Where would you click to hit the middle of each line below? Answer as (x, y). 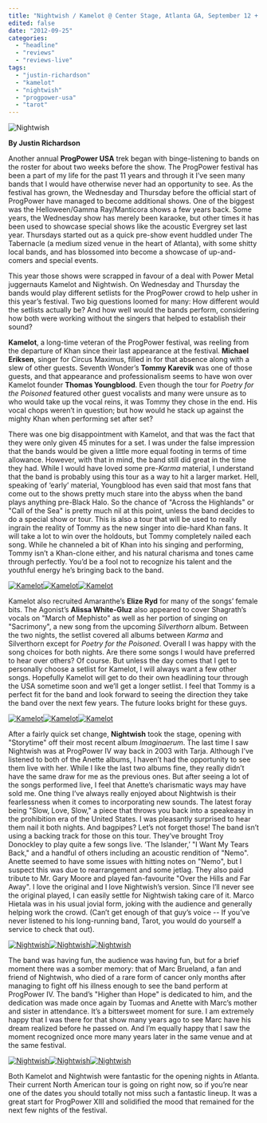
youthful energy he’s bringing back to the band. (86, 570)
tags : (17, 68)
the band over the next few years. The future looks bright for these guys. (128, 703)
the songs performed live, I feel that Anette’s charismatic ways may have (128, 785)
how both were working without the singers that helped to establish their (128, 319)
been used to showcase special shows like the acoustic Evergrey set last (128, 227)
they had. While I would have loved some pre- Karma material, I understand (131, 468)
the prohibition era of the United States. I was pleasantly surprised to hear (130, 819)
